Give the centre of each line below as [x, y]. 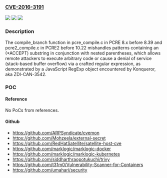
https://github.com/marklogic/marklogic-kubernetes [66, 154]
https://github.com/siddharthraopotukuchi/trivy [61, 159]
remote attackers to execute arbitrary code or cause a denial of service [78, 58]
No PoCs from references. [32, 110]
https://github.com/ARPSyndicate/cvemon [56, 132]
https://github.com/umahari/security [50, 170]
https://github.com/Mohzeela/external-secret [59, 138]
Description [20, 31]
